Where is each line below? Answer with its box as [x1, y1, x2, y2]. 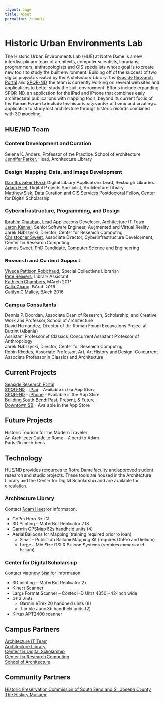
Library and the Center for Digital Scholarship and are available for [5, 477, 139, 483]
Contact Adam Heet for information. [5, 506, 77, 512]
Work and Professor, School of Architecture [5, 317, 93, 324]
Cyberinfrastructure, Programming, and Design [5, 208, 120, 214]
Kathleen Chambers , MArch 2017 [5, 278, 72, 285]
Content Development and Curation [5, 140, 92, 147]
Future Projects [5, 416, 53, 425]
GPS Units [12, 596, 33, 601]
